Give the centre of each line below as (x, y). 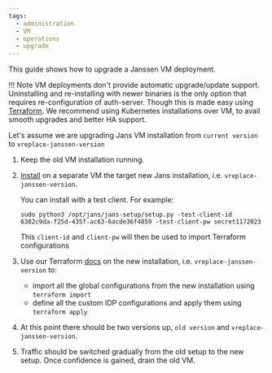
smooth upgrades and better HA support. (77, 119)
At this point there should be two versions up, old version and (125, 327)
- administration (45, 24)
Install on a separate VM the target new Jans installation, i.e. (121, 176)
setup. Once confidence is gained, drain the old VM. (107, 360)
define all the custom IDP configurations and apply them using (137, 303)
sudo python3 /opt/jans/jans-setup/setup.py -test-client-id (126, 215)
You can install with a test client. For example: (97, 200)
